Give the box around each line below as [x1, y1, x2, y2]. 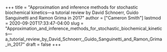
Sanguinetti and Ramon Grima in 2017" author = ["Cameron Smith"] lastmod [5, 15, 161, 20]
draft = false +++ [25, 41, 61, 47]
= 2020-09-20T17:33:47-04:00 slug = [5, 20, 84, 26]
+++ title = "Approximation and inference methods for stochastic [5, 4, 138, 10]
